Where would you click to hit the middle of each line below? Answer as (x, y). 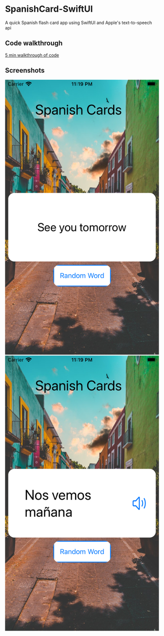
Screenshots (25, 70)
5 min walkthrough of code (32, 55)
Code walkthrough (34, 43)
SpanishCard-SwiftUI (49, 9)
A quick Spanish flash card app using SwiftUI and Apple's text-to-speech (79, 23)
